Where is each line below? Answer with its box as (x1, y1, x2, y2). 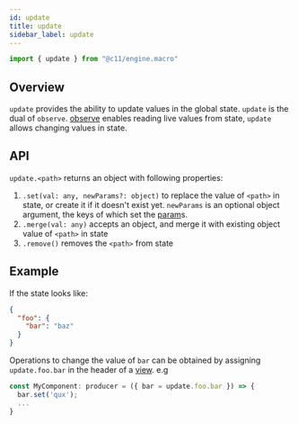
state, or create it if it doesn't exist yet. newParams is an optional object (22, 199, 280, 210)
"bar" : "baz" (25, 321, 74, 331)
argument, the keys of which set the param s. (22, 209, 188, 220)
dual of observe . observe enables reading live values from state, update (9, 113, 272, 124)
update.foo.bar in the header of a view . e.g (9, 365, 169, 375)
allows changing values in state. (9, 122, 127, 133)
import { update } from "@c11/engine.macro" (9, 55, 179, 64)
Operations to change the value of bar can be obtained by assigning (9, 355, 261, 365)
